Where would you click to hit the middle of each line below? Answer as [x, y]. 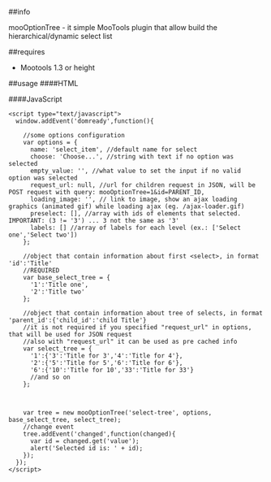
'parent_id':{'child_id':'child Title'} [78, 320]
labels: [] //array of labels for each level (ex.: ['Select [135, 228]
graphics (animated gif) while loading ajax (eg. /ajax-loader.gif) [127, 206]
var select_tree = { [58, 349]
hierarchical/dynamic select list [60, 36]
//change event [49, 427]
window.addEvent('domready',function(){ [85, 121]
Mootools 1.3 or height [57, 67]
